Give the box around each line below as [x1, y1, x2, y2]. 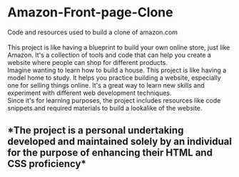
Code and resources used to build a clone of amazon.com [7, 28, 178, 36]
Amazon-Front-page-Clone [7, 4, 173, 21]
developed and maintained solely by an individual [7, 136, 232, 148]
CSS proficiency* [7, 158, 87, 170]
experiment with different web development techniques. [7, 88, 173, 97]
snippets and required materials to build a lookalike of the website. [7, 103, 203, 112]
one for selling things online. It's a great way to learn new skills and [7, 81, 205, 89]
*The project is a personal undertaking [7, 124, 184, 136]
